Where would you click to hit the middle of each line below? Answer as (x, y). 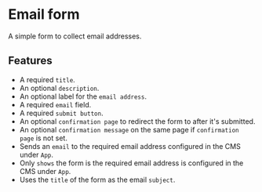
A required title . (47, 79)
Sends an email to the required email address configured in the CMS (130, 146)
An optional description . (59, 88)
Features (30, 61)
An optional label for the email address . (83, 96)
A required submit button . (61, 113)
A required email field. (55, 104)
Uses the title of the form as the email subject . (97, 179)
